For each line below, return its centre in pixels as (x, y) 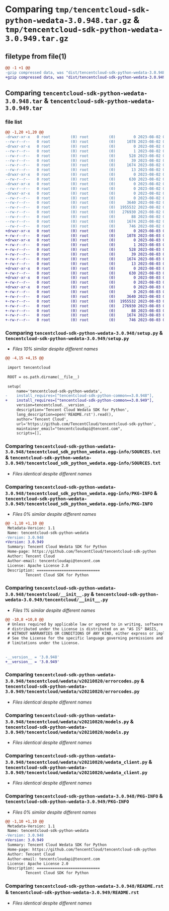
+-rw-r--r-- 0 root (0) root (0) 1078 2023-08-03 (83, 236)
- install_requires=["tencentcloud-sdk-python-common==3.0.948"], (80, 396)
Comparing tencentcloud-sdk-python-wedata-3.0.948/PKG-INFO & (84, 796)
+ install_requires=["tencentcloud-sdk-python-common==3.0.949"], (80, 400)
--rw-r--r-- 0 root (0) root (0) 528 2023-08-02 (83, 156)
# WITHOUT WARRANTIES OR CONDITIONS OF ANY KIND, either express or (81, 634)
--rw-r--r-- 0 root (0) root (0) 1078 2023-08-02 (83, 142)
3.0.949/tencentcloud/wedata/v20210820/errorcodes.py (72, 692)
